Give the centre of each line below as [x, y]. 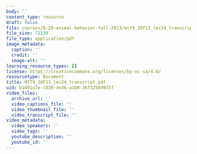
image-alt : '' [28, 60]
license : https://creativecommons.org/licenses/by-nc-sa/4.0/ [84, 71]
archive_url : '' [31, 98]
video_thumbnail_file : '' [43, 109]
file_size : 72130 [27, 33]
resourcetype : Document [35, 77]
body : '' [17, 11]
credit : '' [25, 55]
